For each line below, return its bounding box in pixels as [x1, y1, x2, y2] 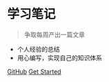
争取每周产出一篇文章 [23, 30, 85, 39]
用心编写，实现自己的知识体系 [17, 53, 102, 62]
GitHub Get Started [7, 67, 61, 76]
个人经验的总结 [17, 45, 60, 53]
